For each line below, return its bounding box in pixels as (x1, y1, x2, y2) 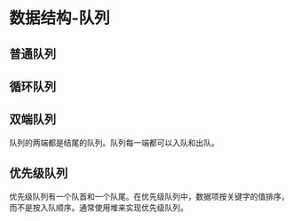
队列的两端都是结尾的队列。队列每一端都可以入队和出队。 (9, 137, 219, 147)
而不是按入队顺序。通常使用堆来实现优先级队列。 (9, 201, 188, 213)
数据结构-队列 (9, 8, 111, 28)
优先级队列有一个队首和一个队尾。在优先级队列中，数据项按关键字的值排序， (9, 191, 289, 201)
